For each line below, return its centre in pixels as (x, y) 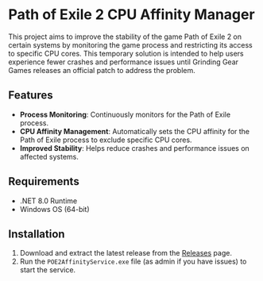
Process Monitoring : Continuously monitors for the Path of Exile (125, 114)
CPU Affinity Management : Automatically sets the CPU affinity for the (135, 131)
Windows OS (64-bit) (54, 209)
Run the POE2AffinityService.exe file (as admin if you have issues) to (133, 262)
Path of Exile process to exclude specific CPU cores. (106, 140)
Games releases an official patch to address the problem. (102, 70)
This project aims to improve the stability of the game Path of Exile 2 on (125, 37)
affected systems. (49, 156)
